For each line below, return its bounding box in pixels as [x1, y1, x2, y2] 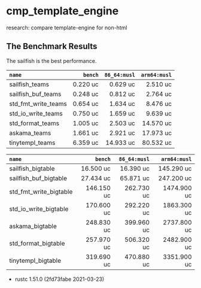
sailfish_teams [9, 80, 50, 88]
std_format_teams [9, 119, 60, 127]
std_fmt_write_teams [9, 99, 67, 108]
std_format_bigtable [9, 239, 65, 247]
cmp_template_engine [6, 4, 119, 18]
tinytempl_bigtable [9, 256, 62, 265]
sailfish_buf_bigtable [9, 174, 68, 182]
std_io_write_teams [9, 109, 63, 117]
